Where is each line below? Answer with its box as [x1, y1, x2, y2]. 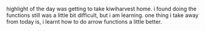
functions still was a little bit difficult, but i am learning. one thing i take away [6, 12, 199, 19]
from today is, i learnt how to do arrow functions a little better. [6, 18, 162, 25]
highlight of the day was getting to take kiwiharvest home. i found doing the [6, 5, 197, 12]
